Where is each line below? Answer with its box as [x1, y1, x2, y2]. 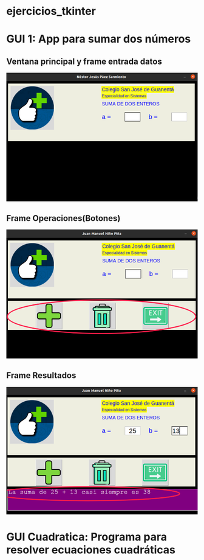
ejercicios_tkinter [6, 4, 96, 18]
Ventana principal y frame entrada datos [6, 56, 162, 66]
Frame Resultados [6, 370, 76, 381]
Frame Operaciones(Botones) [6, 213, 121, 223]
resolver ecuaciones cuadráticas [6, 543, 176, 557]
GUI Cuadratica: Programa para [6, 530, 168, 544]
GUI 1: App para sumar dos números [6, 32, 191, 46]
